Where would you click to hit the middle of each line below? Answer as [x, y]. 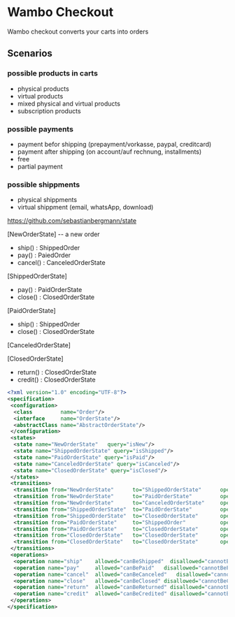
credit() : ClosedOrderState [56, 380]
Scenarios [30, 53]
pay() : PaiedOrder [44, 255]
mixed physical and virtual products [69, 103]
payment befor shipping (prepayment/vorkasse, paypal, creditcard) [114, 144]
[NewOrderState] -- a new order [54, 234]
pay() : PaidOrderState [50, 290]
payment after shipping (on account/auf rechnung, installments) [109, 152]
